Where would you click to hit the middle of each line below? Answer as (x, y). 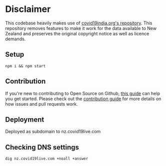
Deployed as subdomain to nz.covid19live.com (53, 132)
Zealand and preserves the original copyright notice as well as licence (77, 33)
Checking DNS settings (42, 147)
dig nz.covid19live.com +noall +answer (47, 159)
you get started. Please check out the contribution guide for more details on (83, 99)
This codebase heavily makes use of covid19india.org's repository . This (79, 23)
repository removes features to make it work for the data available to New (81, 28)
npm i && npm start (25, 66)
